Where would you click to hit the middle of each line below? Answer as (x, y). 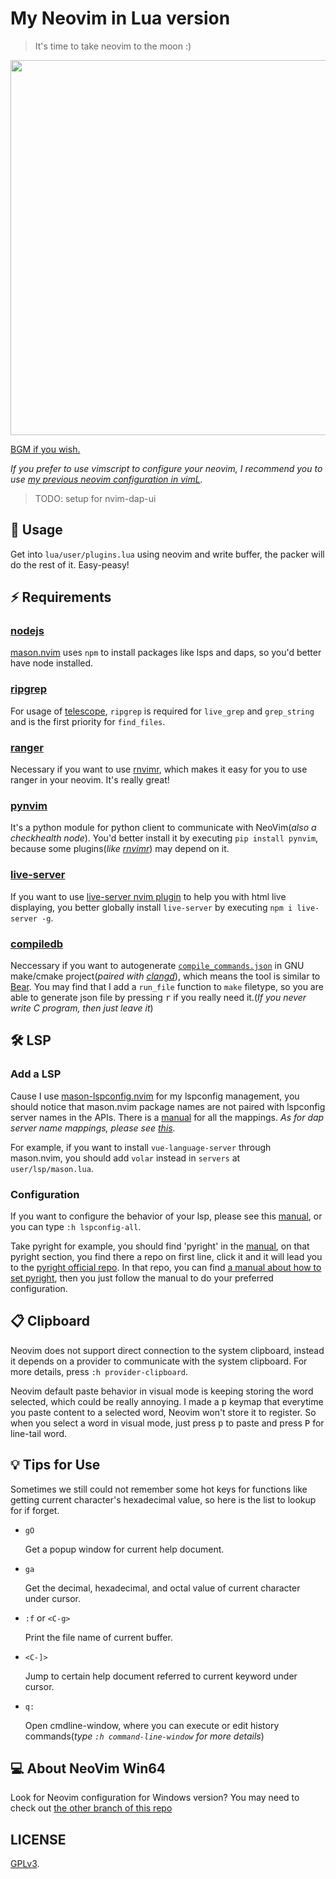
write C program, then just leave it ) (82, 1008)
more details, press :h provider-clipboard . (99, 1371)
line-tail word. (39, 1433)
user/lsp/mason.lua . (52, 1168)
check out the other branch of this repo (91, 1808)
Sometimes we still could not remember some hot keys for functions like (159, 1489)
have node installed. (52, 663)
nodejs (27, 631)
